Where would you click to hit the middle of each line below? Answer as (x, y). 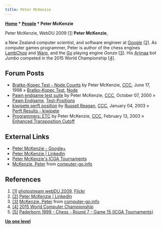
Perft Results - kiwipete (36, 111)
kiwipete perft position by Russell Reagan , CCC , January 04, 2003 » (81, 106)
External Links (27, 136)
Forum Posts (25, 73)
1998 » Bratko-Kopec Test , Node (45, 90)
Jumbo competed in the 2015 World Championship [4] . (60, 58)
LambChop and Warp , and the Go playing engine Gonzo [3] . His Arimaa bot (81, 53)
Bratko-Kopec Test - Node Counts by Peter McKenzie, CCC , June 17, (81, 85)
